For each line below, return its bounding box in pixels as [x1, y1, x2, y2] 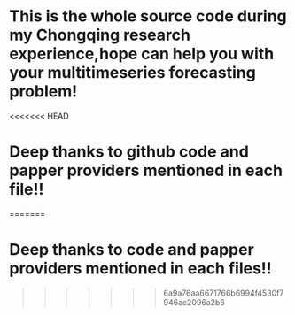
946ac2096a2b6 [163, 296, 226, 307]
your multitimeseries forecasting [9, 63, 257, 83]
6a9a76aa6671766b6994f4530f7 [163, 288, 284, 298]
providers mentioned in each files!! [9, 258, 272, 279]
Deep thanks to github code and [9, 142, 250, 162]
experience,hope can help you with [9, 44, 275, 64]
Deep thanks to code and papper [9, 240, 254, 260]
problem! [9, 81, 78, 102]
